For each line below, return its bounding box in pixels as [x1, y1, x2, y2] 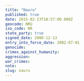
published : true [5, 12, 39, 17]
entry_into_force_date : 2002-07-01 [5, 40, 80, 45]
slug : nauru [5, 68, 30, 73]
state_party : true [5, 31, 44, 36]
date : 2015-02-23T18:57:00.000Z [5, 17, 73, 22]
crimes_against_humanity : [5, 49, 59, 54]
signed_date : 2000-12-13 [5, 36, 57, 41]
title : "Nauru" [5, 7, 37, 13]
